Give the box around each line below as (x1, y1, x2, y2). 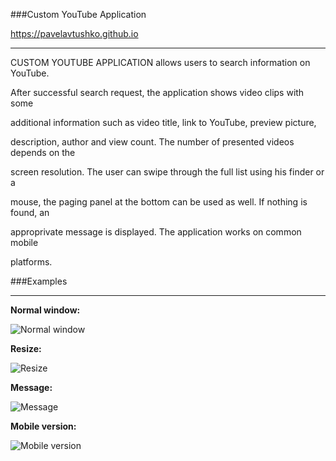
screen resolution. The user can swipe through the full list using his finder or (10, 166, 325, 178)
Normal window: (10, 304, 81, 316)
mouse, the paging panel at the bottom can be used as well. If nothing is (10, 196, 308, 208)
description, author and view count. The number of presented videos (10, 136, 295, 148)
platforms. (10, 256, 53, 268)
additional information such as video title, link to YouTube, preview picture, (10, 117, 317, 128)
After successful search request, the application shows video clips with (10, 87, 305, 98)
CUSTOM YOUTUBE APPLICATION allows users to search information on (10, 57, 311, 68)
